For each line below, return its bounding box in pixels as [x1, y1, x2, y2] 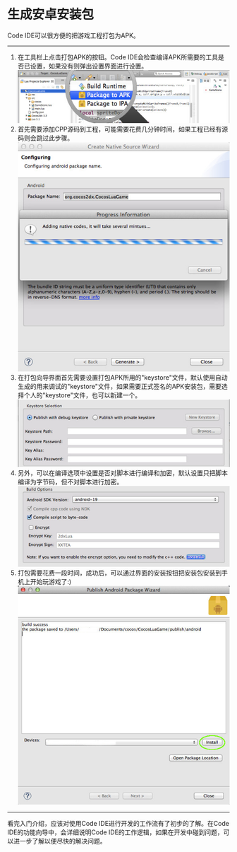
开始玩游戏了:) [30, 577, 72, 585]
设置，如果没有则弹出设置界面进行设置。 [30, 62, 148, 70]
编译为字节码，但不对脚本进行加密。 [17, 477, 123, 486]
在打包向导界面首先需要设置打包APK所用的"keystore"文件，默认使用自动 [17, 373, 228, 382]
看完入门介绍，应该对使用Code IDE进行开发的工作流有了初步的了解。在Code [7, 819, 229, 827]
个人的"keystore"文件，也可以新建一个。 [23, 390, 142, 399]
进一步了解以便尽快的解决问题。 [13, 836, 107, 845]
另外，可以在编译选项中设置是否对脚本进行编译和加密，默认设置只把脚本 [17, 468, 228, 477]
